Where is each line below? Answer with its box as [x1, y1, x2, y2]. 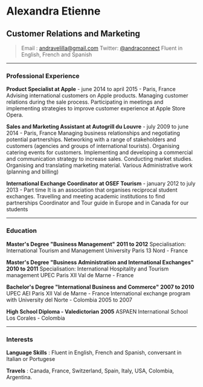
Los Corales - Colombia [6, 314, 65, 321]
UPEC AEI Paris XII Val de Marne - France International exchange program [6, 289, 190, 297]
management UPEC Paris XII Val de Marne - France [6, 271, 134, 278]
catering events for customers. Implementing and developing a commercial [6, 149, 193, 156]
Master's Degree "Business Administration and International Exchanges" [6, 258, 194, 266]
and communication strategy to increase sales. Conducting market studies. [6, 155, 193, 163]
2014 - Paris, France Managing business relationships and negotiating [6, 129, 180, 137]
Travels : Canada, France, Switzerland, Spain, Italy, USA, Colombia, [6, 367, 174, 374]
